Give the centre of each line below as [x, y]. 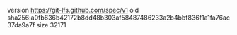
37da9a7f [21, 25]
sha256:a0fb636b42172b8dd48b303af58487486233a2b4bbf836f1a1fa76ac [118, 17]
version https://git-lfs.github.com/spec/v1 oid [73, 10]
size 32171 [51, 25]
